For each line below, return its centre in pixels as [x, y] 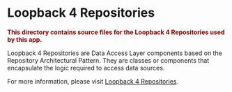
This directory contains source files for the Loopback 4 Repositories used [116, 32]
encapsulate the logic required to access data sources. [86, 68]
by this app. [25, 39]
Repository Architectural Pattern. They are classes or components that [108, 60]
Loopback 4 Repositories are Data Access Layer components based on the [115, 53]
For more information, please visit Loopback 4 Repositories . [93, 81]
